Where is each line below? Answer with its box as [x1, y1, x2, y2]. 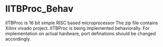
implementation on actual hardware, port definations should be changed [5, 30, 156, 36]
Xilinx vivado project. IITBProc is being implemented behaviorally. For [5, 25, 150, 31]
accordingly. [5, 36, 31, 42]
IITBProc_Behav [5, 3, 73, 15]
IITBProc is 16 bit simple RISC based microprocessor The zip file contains [5, 20, 158, 26]
